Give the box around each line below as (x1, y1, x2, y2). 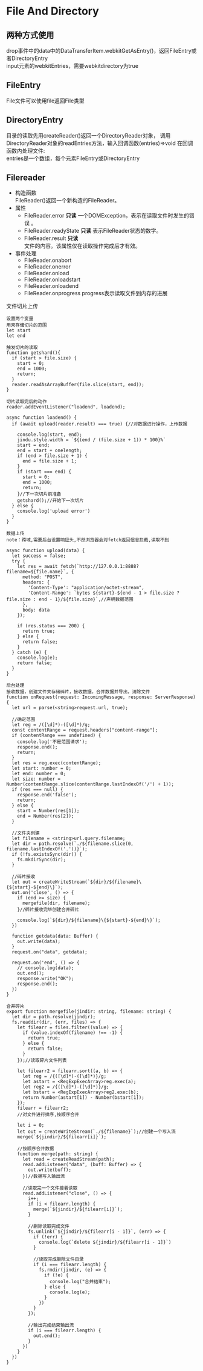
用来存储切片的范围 (6, 322, 47, 329)
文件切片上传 (6, 302, 38, 310)
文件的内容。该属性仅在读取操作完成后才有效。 (24, 242, 141, 250)
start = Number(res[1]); (17, 808, 80, 814)
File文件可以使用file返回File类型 (6, 97, 85, 104)
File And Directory (6, 4, 100, 18)
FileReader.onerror (24, 263, 71, 270)
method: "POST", (22, 574, 63, 580)
